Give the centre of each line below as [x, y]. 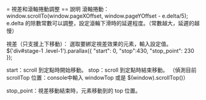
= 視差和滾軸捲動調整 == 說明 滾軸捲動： [58, 9]
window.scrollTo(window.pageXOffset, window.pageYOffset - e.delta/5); [97, 16]
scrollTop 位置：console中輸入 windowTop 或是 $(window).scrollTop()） [97, 78]
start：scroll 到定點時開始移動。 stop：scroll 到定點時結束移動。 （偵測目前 [101, 70]
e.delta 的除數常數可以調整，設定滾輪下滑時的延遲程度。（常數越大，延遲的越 [103, 23]
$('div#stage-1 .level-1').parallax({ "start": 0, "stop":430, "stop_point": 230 [100, 51]
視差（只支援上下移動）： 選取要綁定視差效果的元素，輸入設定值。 [89, 44]
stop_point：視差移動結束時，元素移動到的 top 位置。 [74, 90]
